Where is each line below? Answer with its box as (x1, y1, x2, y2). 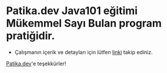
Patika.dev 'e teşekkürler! (6, 60, 66, 67)
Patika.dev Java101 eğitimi (6, 4, 138, 18)
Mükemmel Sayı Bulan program (6, 16, 162, 30)
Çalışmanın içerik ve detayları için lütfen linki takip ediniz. (14, 48, 153, 55)
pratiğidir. (6, 29, 55, 42)
